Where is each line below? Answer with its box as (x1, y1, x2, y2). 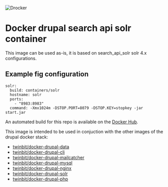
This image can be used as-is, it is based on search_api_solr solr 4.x (5, 50, 147, 56)
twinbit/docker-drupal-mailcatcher (12, 154, 85, 160)
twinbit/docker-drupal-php (12, 176, 68, 182)
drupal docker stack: (5, 134, 48, 140)
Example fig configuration (5, 70, 89, 78)
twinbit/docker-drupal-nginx (12, 165, 72, 171)
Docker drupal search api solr (5, 23, 132, 34)
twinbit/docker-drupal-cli (12, 149, 65, 155)
